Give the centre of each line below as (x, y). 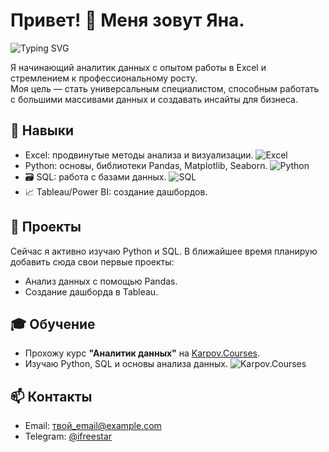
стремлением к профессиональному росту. (104, 78)
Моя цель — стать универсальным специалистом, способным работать (165, 88)
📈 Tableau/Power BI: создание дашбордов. (116, 191)
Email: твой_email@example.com (93, 426)
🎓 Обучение (53, 324)
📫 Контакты (51, 396)
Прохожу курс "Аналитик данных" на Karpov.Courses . (142, 353)
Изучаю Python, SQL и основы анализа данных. (126, 364)
